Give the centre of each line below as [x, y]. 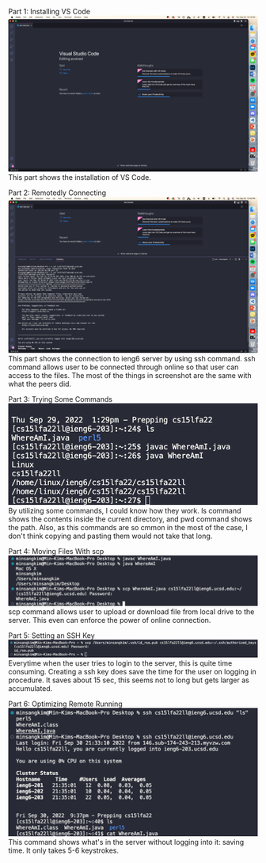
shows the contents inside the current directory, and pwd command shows [130, 519]
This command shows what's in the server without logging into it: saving [126, 842]
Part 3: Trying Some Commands [61, 399]
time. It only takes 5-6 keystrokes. [63, 850]
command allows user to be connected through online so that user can [123, 367]
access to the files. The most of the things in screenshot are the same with [130, 375]
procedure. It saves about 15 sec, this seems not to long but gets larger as [129, 680]
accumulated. [30, 689]
